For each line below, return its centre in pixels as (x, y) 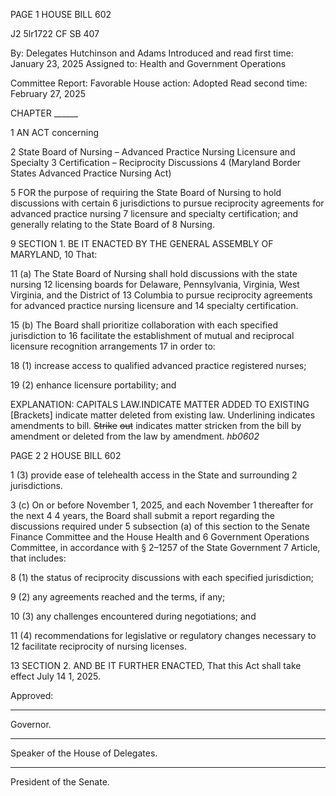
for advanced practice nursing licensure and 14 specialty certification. (154, 305)
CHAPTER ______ (44, 113)
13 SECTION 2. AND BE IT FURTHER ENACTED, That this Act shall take (156, 665)
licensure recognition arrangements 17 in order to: (113, 346)
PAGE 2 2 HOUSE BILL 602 (66, 455)
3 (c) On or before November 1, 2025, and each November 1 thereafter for (162, 505)
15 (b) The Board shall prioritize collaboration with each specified (144, 325)
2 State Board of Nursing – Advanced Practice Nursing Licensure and (153, 152)
